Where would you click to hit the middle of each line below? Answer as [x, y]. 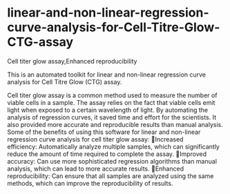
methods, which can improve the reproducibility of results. [90, 183]
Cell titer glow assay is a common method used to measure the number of [112, 95]
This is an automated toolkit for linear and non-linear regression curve [106, 75]
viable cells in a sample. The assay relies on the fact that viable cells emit [111, 102]
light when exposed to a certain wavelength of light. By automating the [108, 110]
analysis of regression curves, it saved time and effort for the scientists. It [112, 117]
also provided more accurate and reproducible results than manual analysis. [115, 124]
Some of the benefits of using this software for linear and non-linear [104, 132]
